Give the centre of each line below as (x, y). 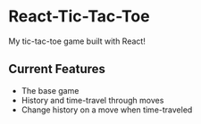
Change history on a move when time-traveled (107, 110)
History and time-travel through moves (92, 100)
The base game (50, 90)
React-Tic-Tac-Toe (79, 17)
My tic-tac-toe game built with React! (77, 41)
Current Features (57, 69)
